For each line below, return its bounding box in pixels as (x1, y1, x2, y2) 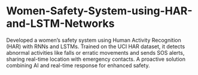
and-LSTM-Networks (6, 17, 115, 30)
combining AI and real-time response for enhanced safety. (6, 61, 150, 69)
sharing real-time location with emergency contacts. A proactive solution (6, 55, 185, 62)
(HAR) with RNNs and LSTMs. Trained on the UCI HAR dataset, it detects (6, 43, 185, 50)
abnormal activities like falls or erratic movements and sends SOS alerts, (6, 49, 185, 56)
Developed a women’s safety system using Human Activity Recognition (6, 36, 181, 43)
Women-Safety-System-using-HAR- (6, 4, 193, 18)
